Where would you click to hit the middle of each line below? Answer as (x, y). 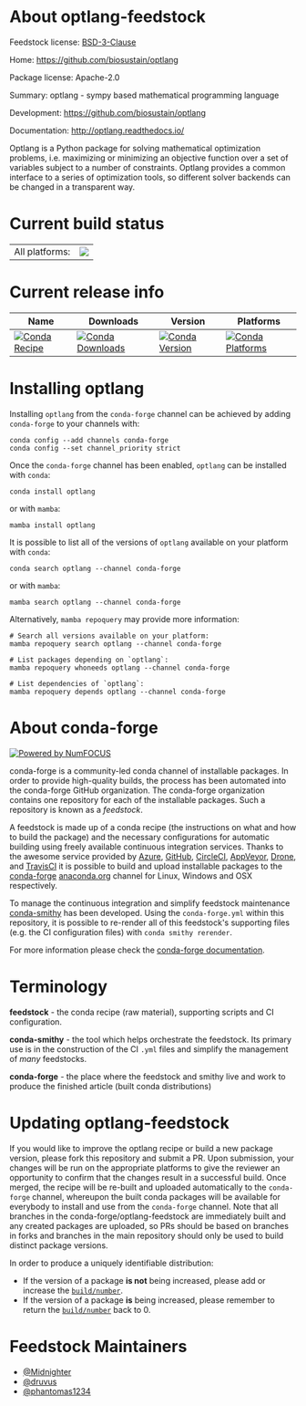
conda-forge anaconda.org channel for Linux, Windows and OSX (131, 875)
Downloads (113, 321)
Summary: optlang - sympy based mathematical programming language (144, 95)
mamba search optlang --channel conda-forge (95, 602)
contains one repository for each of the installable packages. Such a (138, 799)
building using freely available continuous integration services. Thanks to (147, 847)
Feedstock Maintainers (98, 1346)
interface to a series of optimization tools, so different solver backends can (150, 177)
